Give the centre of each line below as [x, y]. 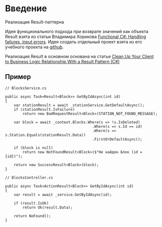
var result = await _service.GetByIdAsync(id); [63, 195]
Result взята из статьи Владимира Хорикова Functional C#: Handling [76, 37]
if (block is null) [34, 148]
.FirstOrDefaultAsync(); [117, 139]
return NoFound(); [32, 216]
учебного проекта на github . [35, 47]
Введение [26, 9]
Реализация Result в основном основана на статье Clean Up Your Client [80, 56]
